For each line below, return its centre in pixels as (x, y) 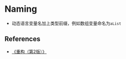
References (22, 39)
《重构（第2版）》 (29, 51)
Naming (21, 9)
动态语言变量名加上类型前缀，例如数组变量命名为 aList (66, 23)
